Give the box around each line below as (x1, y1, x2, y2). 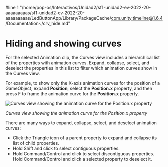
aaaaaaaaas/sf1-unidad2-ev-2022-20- (5, 10, 85, 16)
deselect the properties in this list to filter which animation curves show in (5, 65, 157, 71)
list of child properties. (12, 140, 59, 146)
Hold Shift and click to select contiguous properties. (12, 145, 120, 151)
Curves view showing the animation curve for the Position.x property (5, 110, 148, 116)
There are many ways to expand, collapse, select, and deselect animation (5, 120, 157, 126)
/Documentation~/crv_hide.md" (5, 20, 70, 26)
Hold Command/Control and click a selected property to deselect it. (12, 156, 152, 162)
